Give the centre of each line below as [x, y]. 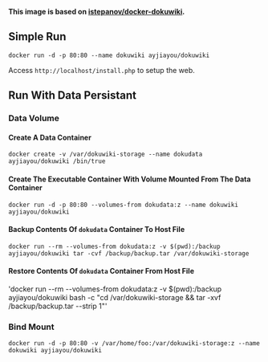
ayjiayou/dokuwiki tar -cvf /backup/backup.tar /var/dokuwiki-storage [129, 253]
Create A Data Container [50, 137]
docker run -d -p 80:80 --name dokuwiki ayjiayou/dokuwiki [109, 55]
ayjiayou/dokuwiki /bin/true [57, 161]
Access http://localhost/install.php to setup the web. [102, 70]
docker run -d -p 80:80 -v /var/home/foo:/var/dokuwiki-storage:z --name [134, 344]
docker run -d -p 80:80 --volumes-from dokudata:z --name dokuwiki [124, 205]
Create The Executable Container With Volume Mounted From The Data [130, 179]
